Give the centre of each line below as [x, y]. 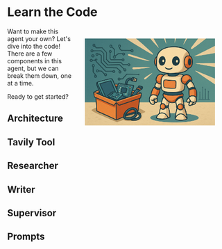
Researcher [33, 166]
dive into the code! [34, 46]
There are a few [30, 54]
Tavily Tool [31, 142]
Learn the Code [52, 12]
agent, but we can [33, 68]
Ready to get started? [38, 96]
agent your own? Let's [39, 38]
